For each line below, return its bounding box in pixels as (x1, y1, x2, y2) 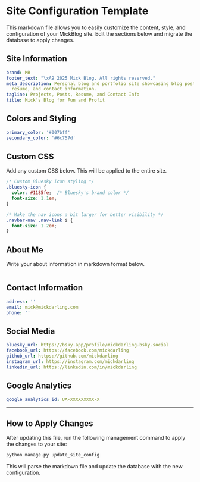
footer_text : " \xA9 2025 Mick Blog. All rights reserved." (6, 75, 156, 81)
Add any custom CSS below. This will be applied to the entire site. (6, 167, 167, 174)
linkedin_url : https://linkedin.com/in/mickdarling (6, 364, 137, 370)
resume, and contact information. (11, 86, 97, 92)
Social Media (6, 326, 55, 336)
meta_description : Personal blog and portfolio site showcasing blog (6, 80, 183, 87)
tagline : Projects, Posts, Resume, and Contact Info (6, 92, 140, 98)
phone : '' (6, 309, 31, 316)
